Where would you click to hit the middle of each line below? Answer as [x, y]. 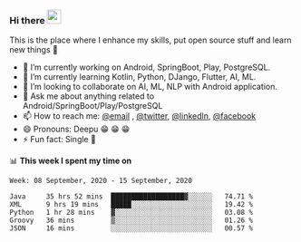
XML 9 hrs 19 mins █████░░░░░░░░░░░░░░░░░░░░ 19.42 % [131, 205]
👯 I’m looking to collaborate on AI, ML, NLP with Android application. [150, 87]
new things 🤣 [34, 50]
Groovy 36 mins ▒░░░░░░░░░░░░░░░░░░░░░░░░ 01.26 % [131, 221]
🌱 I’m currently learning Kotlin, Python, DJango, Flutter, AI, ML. [139, 77]
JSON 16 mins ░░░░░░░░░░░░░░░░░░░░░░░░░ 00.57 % [131, 228]
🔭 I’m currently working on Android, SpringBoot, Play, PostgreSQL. [146, 67]
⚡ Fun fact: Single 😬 [59, 140]
